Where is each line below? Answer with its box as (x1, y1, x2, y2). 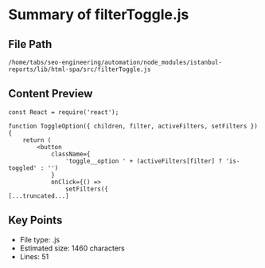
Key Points (8, 214, 63, 227)
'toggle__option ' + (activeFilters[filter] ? (64, 157, 223, 165)
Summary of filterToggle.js (8, 6, 189, 24)
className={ (50, 150, 91, 158)
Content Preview (8, 87, 93, 100)
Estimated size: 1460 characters (19, 243, 125, 253)
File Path (8, 37, 53, 51)
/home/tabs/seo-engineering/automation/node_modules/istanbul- (8, 58, 223, 66)
